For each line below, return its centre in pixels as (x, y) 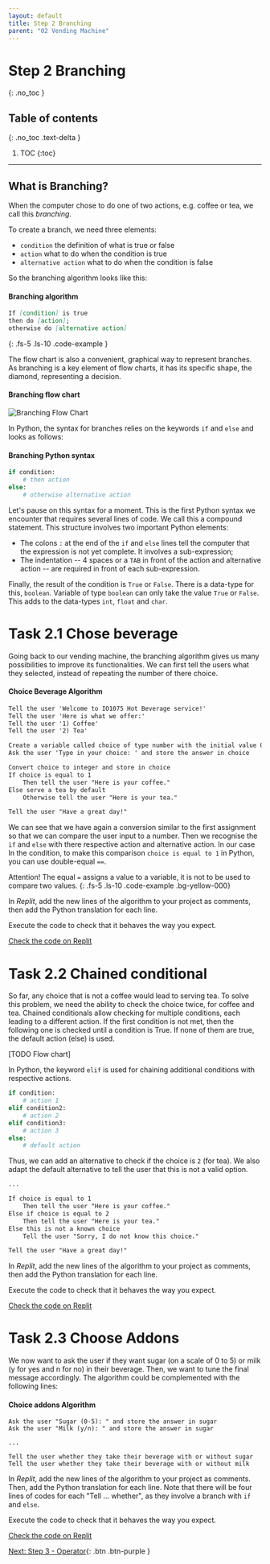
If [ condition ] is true (48, 314)
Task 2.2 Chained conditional (108, 974)
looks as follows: (36, 436)
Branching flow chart (44, 394)
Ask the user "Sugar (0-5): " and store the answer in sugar (113, 1422)
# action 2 (41, 1116)
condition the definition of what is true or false (97, 245)
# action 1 (41, 1101)
